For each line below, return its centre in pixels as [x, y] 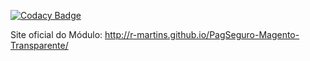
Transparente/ [39, 45]
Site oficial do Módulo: [56, 34]
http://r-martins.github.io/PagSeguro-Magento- [202, 34]
